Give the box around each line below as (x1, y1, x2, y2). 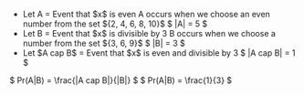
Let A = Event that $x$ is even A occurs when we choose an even (22, 9, 271, 19)
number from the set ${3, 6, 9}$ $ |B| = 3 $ (22, 37, 185, 48)
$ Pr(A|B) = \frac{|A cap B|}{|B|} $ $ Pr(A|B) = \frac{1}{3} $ (9, 75, 233, 86)
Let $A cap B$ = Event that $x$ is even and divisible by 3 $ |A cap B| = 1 (22, 47, 296, 58)
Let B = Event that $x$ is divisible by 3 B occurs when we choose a (22, 28, 277, 38)
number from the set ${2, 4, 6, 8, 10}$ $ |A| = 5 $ (22, 18, 208, 29)
